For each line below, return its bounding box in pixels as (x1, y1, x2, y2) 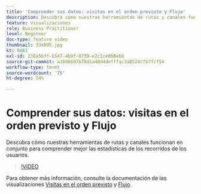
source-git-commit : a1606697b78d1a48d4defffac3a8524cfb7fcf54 (6, 58, 165, 64)
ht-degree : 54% (6, 75, 44, 81)
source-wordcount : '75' (6, 70, 66, 76)
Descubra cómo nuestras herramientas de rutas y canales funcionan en (6, 138, 183, 146)
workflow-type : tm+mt (6, 64, 60, 70)
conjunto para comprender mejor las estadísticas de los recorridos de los (6, 145, 187, 152)
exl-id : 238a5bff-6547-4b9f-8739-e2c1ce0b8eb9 (6, 53, 124, 59)
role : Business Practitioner (6, 25, 79, 32)
